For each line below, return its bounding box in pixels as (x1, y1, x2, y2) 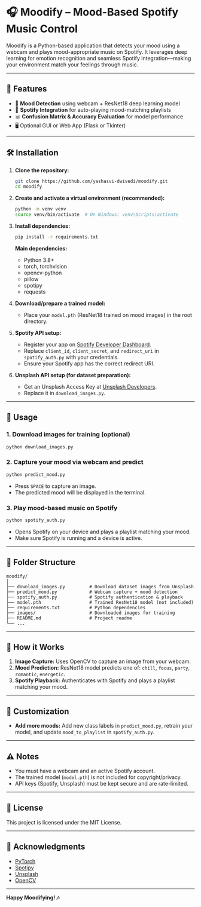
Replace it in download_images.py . (23, 389, 106, 396)
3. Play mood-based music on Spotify (6, 503, 118, 512)
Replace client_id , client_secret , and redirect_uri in (23, 347, 160, 354)
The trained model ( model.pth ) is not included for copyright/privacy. (14, 774, 182, 781)
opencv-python (23, 269, 62, 276)
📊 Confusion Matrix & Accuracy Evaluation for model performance (14, 112, 184, 120)
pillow (23, 275, 39, 282)
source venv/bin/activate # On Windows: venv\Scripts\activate (14, 212, 179, 218)
